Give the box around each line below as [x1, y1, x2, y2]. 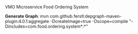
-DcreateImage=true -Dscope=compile [50, 19, 128, 24]
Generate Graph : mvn [5, 13, 49, 19]
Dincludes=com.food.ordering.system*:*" [5, 23, 88, 29]
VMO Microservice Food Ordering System [5, 4, 89, 10]
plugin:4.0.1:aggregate [5, 19, 49, 24]
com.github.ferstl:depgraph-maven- [49, 13, 122, 19]
